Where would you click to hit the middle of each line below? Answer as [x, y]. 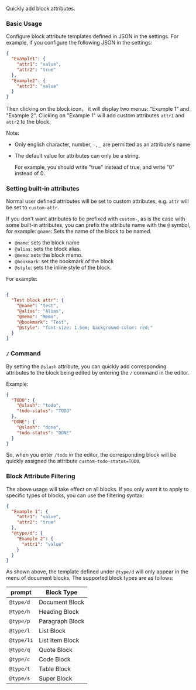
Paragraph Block [62, 621]
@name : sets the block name [47, 243]
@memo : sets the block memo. [49, 255]
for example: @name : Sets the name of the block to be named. [79, 232]
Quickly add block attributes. [41, 9]
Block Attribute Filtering [41, 476]
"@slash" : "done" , [39, 427]
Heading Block [59, 612]
